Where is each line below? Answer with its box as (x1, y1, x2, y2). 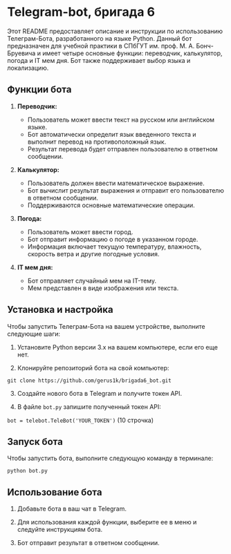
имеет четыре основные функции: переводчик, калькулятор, (42, 49, 223, 57)
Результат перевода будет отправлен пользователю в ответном (27, 144, 218, 153)
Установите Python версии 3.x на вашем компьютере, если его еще (17, 343, 218, 351)
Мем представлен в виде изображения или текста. (27, 284, 179, 292)
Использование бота (7, 486, 102, 498)
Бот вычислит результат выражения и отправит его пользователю (27, 186, 225, 194)
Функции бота (7, 84, 72, 95)
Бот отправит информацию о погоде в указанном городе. (27, 235, 198, 243)
